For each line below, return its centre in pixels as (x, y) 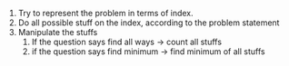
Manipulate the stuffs (58, 32)
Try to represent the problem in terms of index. (105, 13)
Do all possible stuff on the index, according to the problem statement (149, 23)
